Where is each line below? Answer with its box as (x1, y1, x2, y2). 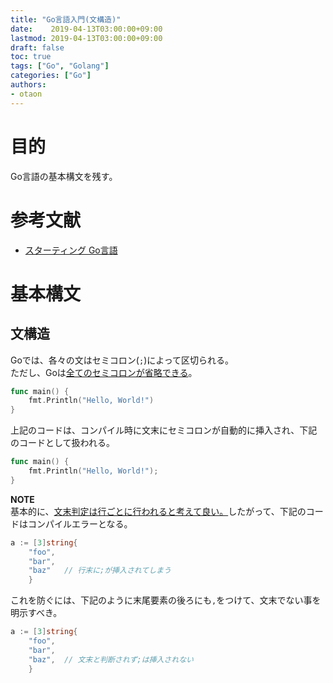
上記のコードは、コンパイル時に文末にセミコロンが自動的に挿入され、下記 (10, 424, 318, 436)
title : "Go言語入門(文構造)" (10, 14, 122, 25)
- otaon (10, 89, 43, 99)
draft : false (10, 42, 65, 53)
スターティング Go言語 (24, 244, 118, 256)
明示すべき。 (10, 607, 63, 619)
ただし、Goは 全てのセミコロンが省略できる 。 (10, 366, 198, 378)
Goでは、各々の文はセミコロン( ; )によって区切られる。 (10, 354, 235, 366)
